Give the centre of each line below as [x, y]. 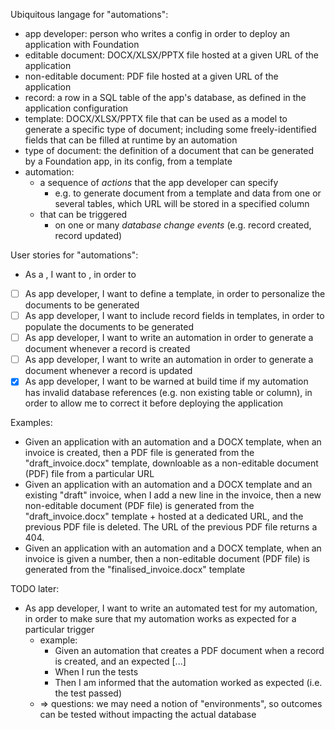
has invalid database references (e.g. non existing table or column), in [168, 393]
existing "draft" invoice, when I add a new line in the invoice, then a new [173, 495]
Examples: [31, 423]
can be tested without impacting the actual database [148, 715]
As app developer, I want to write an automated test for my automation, [171, 608]
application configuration [76, 108]
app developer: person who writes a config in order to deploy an [157, 33]
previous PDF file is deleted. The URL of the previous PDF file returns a [171, 527]
